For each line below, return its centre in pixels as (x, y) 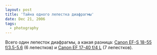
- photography (24, 28)
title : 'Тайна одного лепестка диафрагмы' (50, 14)
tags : (11, 24)
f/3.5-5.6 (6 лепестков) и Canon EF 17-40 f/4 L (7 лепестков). (69, 48)
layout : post (19, 10)
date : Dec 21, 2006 (25, 19)
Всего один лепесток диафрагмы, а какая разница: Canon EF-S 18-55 (78, 42)
